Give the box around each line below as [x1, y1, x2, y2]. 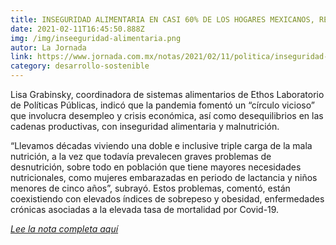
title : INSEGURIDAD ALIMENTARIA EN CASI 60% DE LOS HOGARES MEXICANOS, [10, 14, 315, 25]
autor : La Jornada [10, 42, 87, 53]
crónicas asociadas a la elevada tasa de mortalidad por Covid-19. [10, 204, 280, 215]
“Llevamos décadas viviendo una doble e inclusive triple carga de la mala [10, 140, 313, 151]
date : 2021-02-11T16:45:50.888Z [10, 24, 145, 34]
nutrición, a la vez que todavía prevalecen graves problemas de [10, 151, 272, 162]
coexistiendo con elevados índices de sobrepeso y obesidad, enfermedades [10, 193, 325, 205]
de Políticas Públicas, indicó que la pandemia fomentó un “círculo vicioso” [10, 99, 315, 111]
